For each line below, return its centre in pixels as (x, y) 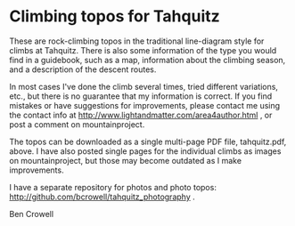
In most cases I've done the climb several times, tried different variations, (144, 86)
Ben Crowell (32, 214)
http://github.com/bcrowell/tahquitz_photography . (102, 197)
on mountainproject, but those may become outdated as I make (126, 160)
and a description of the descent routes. (83, 69)
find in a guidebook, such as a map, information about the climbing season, (147, 60)
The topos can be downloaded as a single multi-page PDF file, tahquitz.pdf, (148, 141)
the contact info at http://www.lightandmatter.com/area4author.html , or (141, 115)
